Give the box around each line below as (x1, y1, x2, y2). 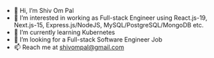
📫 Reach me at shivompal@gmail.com (13, 43, 125, 51)
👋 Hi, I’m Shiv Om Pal (13, 7, 74, 14)
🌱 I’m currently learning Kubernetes (13, 28, 116, 36)
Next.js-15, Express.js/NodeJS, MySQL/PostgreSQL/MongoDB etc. (13, 21, 204, 29)
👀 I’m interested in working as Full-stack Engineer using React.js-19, (13, 14, 208, 22)
